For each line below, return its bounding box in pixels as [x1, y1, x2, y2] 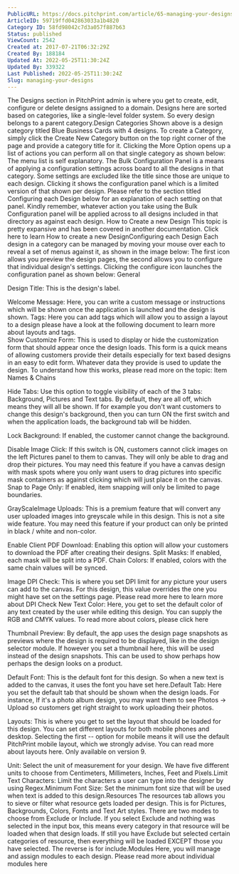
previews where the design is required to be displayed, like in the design [7, 637, 219, 645]
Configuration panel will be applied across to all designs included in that [7, 209, 218, 218]
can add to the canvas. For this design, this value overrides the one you [7, 585, 217, 593]
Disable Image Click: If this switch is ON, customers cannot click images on [7, 445, 228, 454]
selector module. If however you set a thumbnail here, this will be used [7, 644, 215, 652]
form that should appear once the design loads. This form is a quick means [7, 343, 228, 352]
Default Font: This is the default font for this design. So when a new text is [7, 673, 224, 682]
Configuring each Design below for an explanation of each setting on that [7, 194, 223, 203]
